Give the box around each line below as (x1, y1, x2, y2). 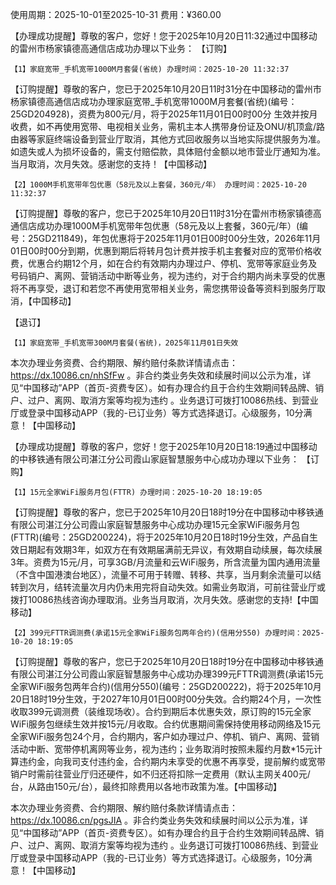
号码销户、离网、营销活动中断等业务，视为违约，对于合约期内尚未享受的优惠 (10, 270, 326, 282)
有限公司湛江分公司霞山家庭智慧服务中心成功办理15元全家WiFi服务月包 (10, 519, 300, 530)
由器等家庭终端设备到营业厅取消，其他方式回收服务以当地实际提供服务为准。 (10, 133, 326, 145)
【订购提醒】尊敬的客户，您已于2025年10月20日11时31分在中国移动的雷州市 (10, 83, 322, 95)
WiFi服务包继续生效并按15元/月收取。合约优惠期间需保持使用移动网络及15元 (10, 718, 321, 730)
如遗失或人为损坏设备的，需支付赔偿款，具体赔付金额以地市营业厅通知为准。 (10, 146, 326, 157)
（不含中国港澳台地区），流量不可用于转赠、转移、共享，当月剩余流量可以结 (10, 569, 322, 580)
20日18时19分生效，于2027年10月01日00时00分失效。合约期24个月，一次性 (10, 693, 322, 705)
